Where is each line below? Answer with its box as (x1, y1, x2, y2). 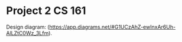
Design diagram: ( (6, 23, 50, 30)
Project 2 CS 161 (6, 4, 86, 17)
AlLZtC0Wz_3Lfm (6, 29, 49, 36)
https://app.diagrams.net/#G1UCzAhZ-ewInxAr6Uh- (49, 23, 176, 30)
